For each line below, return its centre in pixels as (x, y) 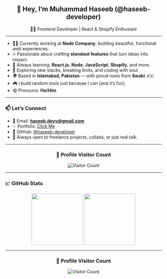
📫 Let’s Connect (26, 108)
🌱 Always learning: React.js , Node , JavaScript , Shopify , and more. (81, 65)
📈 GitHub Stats (24, 183)
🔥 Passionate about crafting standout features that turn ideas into (80, 54)
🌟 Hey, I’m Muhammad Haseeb (65, 9)
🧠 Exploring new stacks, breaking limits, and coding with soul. (76, 70)
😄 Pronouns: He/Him (34, 90)
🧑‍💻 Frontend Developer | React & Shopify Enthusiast (83, 29)
